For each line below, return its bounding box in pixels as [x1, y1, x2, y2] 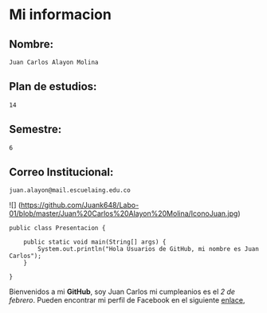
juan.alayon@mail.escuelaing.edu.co [9, 186, 131, 194]
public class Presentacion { [9, 225, 106, 233]
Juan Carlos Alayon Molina [9, 58, 99, 66]
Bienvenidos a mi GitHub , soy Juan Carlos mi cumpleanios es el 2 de [9, 287, 236, 296]
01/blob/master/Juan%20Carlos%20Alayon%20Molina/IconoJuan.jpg [9, 209, 238, 218]
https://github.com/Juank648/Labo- [20, 201, 139, 210]
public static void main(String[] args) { [23, 238, 167, 246]
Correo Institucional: [9, 166, 114, 179]
